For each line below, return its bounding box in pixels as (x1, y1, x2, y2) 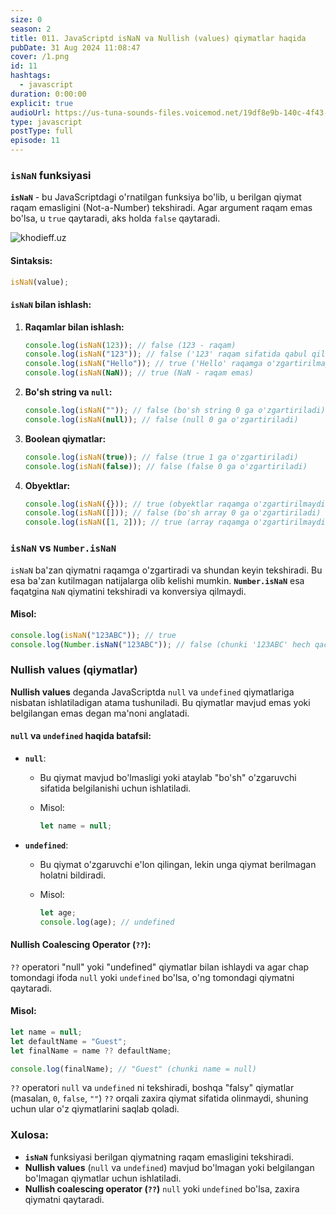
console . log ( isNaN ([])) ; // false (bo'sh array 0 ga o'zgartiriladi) (24, 508, 322, 518)
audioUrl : (10, 107, 52, 118)
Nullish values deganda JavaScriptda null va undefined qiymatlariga (10, 686, 295, 698)
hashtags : (10, 71, 52, 81)
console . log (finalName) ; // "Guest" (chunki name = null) (10, 1064, 257, 1074)
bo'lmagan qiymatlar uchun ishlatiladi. (24, 1172, 182, 1184)
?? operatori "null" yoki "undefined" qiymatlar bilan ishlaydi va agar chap (10, 961, 310, 973)
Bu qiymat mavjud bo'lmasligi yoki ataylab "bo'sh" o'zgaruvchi (39, 771, 297, 783)
